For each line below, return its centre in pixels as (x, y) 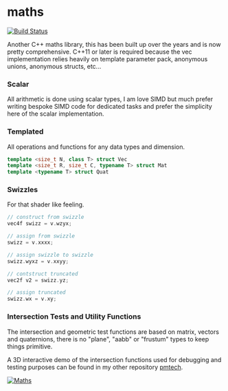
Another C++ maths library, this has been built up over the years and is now (114, 44)
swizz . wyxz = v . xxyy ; (38, 261)
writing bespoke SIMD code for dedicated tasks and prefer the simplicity (110, 107)
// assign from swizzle (41, 236)
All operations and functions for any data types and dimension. (96, 147)
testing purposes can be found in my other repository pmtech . (95, 367)
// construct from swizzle (46, 218)
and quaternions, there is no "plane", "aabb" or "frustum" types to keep (108, 339)
